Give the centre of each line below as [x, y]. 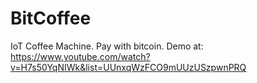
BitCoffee [51, 18]
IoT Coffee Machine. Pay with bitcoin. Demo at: [107, 46]
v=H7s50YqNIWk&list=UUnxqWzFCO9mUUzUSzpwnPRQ [128, 67]
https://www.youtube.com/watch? [80, 56]
